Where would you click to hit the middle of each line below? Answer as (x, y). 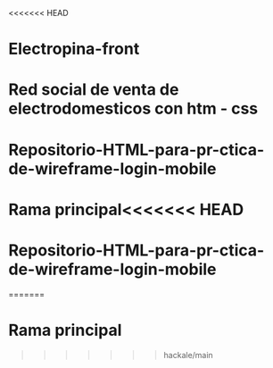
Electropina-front (74, 49)
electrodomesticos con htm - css (133, 109)
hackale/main (188, 355)
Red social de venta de (94, 90)
